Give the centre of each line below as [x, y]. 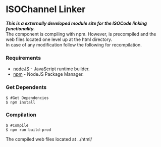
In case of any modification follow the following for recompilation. [74, 44]
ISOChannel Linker [46, 9]
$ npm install [21, 102]
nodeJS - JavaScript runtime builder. [51, 69]
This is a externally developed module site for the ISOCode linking [76, 23]
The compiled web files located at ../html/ [49, 139]
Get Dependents [26, 87]
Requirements [23, 58]
